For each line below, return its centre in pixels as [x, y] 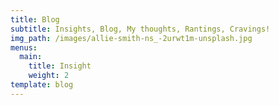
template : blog [42, 85]
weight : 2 [49, 76]
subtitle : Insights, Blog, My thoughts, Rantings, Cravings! [140, 29]
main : [31, 57]
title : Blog [35, 19]
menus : [24, 47]
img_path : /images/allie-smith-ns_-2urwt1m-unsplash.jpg [131, 38]
